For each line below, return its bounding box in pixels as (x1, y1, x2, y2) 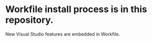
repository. (5, 14, 54, 26)
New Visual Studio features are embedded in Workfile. (5, 31, 120, 37)
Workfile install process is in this (5, 4, 147, 15)
